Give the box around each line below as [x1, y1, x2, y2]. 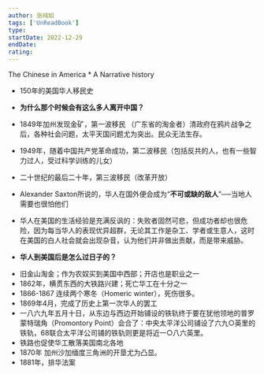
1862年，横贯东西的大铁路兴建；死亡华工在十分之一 [19, 279, 188, 288]
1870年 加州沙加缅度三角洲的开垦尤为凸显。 [19, 348, 162, 357]
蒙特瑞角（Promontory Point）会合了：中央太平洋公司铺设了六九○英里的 [19, 318, 256, 328]
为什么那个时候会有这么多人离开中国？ [19, 103, 144, 112]
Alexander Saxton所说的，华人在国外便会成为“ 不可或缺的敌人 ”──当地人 [19, 190, 252, 198]
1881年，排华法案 [19, 357, 76, 367]
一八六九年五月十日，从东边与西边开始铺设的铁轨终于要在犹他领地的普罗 [19, 309, 255, 317]
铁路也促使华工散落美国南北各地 [19, 338, 124, 347]
